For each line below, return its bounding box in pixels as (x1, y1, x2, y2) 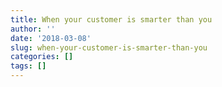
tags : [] (10, 61, 47, 71)
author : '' (10, 24, 56, 34)
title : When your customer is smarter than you (10, 14, 213, 25)
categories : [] (10, 52, 74, 62)
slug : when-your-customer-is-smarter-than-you (10, 42, 208, 53)
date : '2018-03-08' (10, 33, 92, 43)
